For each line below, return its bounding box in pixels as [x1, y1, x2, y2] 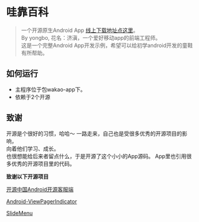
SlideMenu [6, 209, 33, 217]
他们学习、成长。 [16, 145, 59, 152]
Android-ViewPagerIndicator [6, 197, 77, 205]
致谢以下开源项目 [6, 173, 49, 180]
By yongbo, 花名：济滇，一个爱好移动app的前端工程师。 [21, 34, 161, 41]
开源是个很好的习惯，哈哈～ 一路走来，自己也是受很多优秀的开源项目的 [6, 130, 182, 137]
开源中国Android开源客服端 [6, 185, 74, 193]
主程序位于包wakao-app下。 [14, 86, 86, 93]
